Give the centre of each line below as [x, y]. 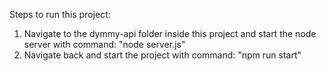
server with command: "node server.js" [104, 44]
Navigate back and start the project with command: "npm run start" [162, 55]
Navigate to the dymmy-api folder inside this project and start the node [170, 33]
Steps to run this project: [60, 14]
